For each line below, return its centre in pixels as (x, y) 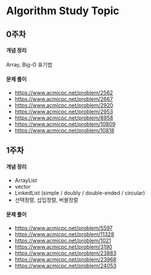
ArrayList (26, 180)
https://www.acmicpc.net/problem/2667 (64, 99)
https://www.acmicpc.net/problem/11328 (64, 234)
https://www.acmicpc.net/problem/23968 (65, 259)
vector (23, 186)
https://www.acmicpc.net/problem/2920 (64, 105)
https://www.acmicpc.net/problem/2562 (64, 92)
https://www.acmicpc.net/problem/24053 (65, 266)
